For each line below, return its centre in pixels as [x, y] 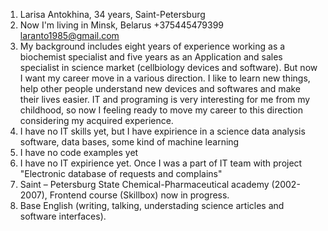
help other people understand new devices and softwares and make [160, 88]
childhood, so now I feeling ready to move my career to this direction [161, 110]
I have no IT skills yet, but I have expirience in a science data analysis [162, 131]
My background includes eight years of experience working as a [152, 46]
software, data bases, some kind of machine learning [129, 142]
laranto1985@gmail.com [69, 35]
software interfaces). [63, 216]
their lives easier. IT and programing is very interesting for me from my [165, 99]
